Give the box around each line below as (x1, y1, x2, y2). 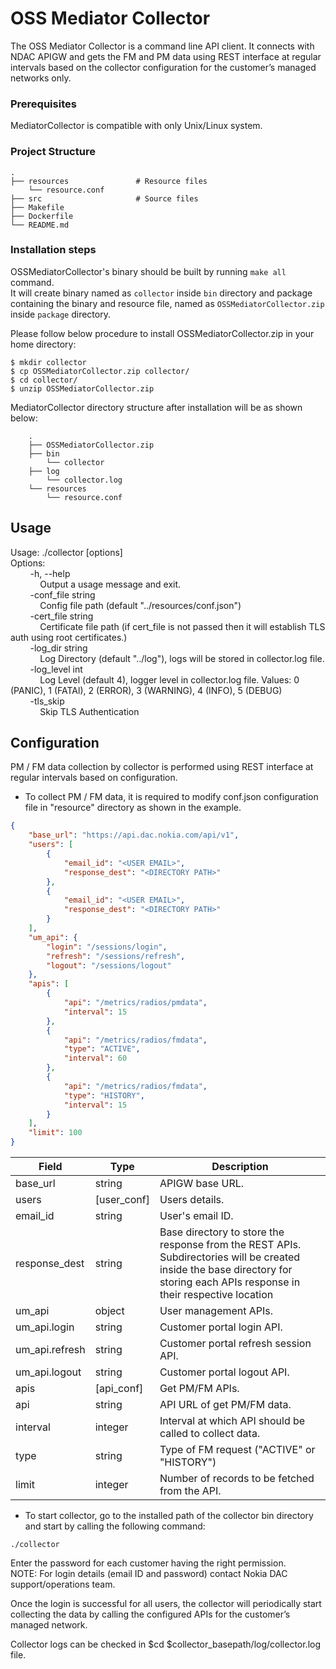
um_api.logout (15, 1365, 82, 1379)
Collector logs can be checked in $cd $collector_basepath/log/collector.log (10, 1638, 322, 1651)
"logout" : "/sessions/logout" (46, 960, 172, 971)
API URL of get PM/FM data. (159, 1398, 292, 1412)
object (94, 1304, 125, 1318)
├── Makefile (10, 202, 65, 212)
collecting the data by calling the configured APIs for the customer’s (10, 1608, 291, 1621)
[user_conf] (94, 1193, 150, 1207)
